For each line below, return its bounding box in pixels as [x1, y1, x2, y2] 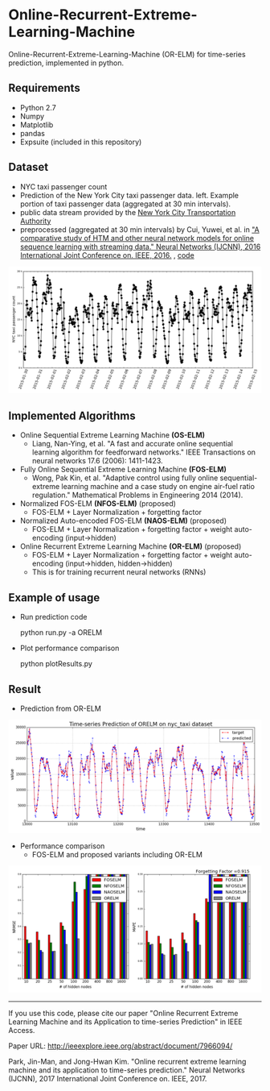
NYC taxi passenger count [19, 181, 108, 191]
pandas [19, 128, 46, 138]
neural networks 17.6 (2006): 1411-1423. [31, 456, 163, 466]
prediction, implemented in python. [8, 58, 125, 68]
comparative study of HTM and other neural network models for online [19, 233, 255, 243]
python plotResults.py [19, 659, 92, 669]
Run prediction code [19, 612, 88, 622]
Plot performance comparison [19, 643, 120, 653]
